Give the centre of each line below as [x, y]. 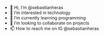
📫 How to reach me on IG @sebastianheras [54, 28]
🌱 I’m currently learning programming [48, 18]
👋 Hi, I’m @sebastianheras [36, 8]
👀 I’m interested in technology [40, 13]
